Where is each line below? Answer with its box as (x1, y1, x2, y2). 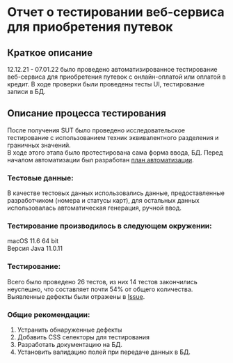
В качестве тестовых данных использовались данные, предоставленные (7, 189, 225, 197)
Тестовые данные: (7, 173, 74, 183)
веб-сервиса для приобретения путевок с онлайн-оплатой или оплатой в (7, 72, 226, 81)
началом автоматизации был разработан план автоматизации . (7, 155, 195, 164)
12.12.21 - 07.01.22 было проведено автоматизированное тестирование (7, 65, 218, 73)
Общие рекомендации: (7, 309, 90, 319)
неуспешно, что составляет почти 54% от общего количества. (7, 285, 193, 293)
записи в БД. (7, 88, 46, 95)
